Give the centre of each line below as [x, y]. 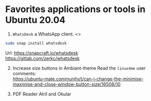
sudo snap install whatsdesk [36, 43]
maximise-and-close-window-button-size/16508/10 [66, 84]
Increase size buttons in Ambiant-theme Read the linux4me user [79, 68]
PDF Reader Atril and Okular [42, 94]
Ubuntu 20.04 [35, 20]
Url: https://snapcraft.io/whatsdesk [42, 53]
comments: [24, 73]
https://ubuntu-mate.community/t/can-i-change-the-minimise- [78, 79]
